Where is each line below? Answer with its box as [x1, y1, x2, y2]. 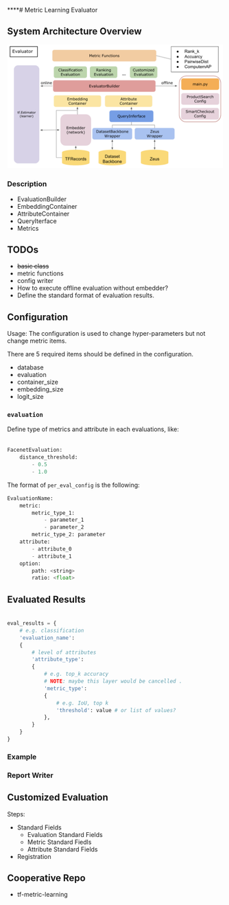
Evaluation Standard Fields [27, 830, 103, 838]
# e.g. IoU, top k [56, 700, 109, 707]
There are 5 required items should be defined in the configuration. [7, 350, 194, 358]
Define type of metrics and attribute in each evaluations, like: [7, 425, 180, 433]
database [16, 363, 44, 371]
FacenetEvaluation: [7, 446, 63, 454]
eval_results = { [7, 620, 57, 627]
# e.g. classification [19, 627, 84, 634]
